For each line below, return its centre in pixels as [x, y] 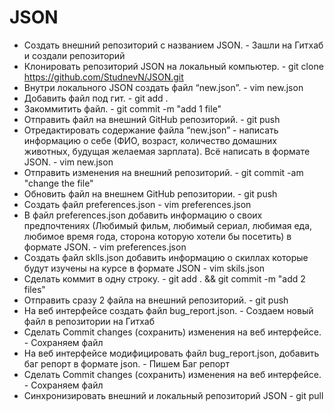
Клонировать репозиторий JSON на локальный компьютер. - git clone [173, 66]
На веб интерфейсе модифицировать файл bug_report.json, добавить [171, 353]
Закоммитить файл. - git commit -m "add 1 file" [122, 108]
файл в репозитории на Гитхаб [89, 321]
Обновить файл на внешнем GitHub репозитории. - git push [150, 193]
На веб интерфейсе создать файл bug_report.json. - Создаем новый [168, 310]
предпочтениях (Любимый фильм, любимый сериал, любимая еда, [168, 225]
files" [34, 289]
